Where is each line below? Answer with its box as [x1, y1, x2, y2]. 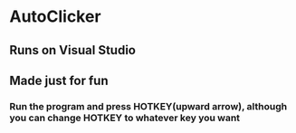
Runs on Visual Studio [9, 43, 136, 58]
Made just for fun [9, 72, 109, 88]
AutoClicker [9, 6, 101, 27]
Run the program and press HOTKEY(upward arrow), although [9, 100, 288, 112]
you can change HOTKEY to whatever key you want [9, 111, 241, 124]
